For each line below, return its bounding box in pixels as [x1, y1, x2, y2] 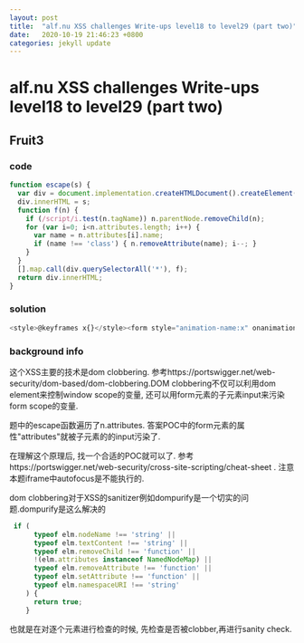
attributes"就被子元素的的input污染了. [21, 431, 161, 442]
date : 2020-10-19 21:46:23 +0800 [9, 30, 144, 39]
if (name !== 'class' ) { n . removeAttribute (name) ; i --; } [33, 239, 257, 249]
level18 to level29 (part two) [9, 97, 223, 118]
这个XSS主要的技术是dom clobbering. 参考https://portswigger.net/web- [9, 366, 276, 377]
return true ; [33, 597, 83, 607]
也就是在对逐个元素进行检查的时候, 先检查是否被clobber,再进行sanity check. [9, 623, 292, 634]
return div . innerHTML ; [17, 273, 103, 282]
